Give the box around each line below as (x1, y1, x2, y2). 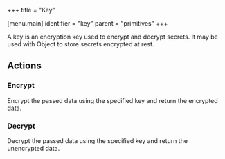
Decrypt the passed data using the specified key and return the (7, 136, 188, 144)
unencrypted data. (7, 144, 60, 152)
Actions (7, 60, 42, 72)
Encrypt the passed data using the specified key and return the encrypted (7, 96, 218, 104)
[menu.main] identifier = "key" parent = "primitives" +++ (7, 19, 168, 27)
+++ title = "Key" (7, 6, 55, 14)
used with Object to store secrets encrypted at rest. (7, 40, 154, 48)
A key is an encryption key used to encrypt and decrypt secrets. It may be (7, 32, 218, 41)
